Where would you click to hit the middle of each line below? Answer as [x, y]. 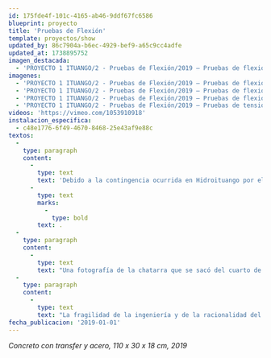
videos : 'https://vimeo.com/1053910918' [77, 113]
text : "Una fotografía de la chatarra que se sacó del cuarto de [150, 270]
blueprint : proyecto [43, 23]
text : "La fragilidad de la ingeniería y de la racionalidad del [150, 315]
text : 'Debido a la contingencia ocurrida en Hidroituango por [146, 181]
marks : [48, 203]
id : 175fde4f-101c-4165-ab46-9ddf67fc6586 [81, 16]
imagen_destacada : [39, 61]
